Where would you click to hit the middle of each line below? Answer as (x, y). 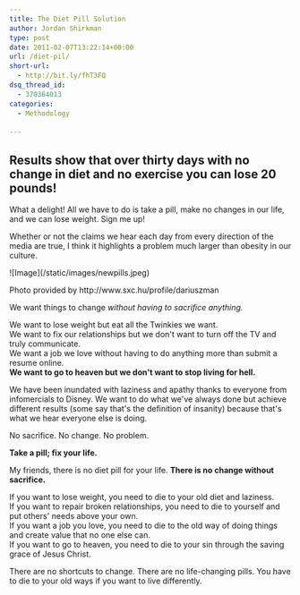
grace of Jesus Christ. (50, 554)
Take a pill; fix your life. (53, 453)
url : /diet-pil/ (39, 57)
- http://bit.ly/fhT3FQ (61, 76)
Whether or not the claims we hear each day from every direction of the (141, 236)
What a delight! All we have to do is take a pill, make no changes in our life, (147, 209)
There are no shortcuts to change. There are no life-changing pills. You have (150, 572)
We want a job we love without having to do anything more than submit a (143, 353)
